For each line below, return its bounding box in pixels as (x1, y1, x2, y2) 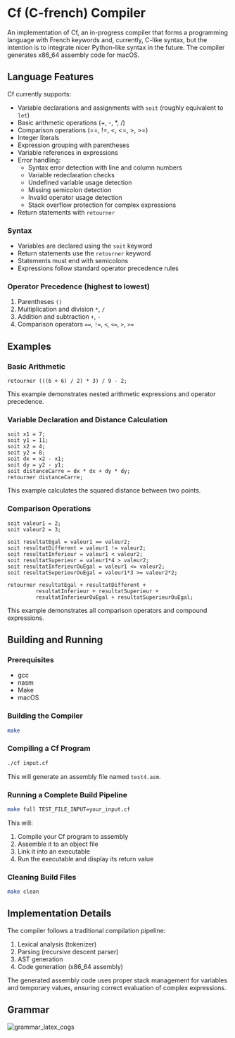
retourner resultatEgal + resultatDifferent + (7, 581, 146, 588)
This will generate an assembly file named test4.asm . (7, 772, 162, 780)
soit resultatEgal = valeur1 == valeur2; (7, 538, 131, 545)
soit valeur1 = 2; (7, 519, 61, 527)
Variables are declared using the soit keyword (17, 241, 153, 251)
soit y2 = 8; (7, 449, 46, 457)
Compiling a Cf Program (7, 744, 91, 754)
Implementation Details (7, 908, 112, 920)
